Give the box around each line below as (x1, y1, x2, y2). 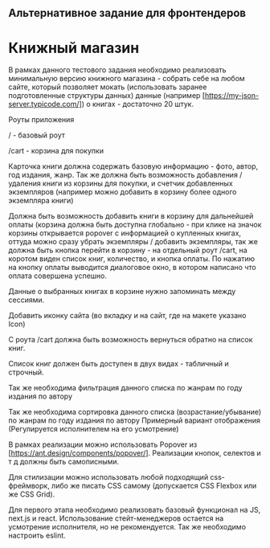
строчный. (8, 367, 44, 377)
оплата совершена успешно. (8, 271, 107, 280)
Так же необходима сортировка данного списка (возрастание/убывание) (8, 407, 262, 417)
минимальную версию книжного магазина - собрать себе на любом (8, 74, 245, 84)
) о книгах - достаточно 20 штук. (81, 100, 194, 109)
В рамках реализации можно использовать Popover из (8, 440, 198, 449)
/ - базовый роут (8, 130, 66, 140)
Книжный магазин (8, 39, 140, 57)
